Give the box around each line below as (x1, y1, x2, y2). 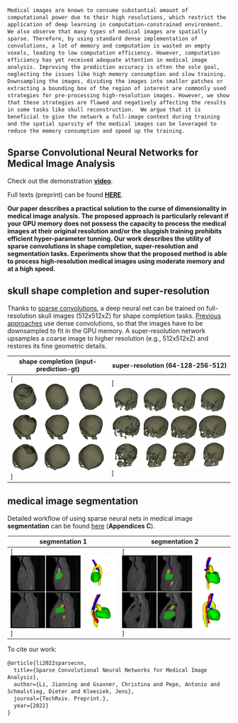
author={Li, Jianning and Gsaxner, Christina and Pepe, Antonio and (13, 680, 220, 688)
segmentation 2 (151, 537, 199, 546)
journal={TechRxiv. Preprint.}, (13, 695, 110, 702)
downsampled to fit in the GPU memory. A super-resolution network (7, 326, 205, 335)
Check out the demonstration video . (7, 177, 113, 185)
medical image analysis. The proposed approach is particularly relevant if (7, 211, 229, 220)
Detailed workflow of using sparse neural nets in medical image (7, 514, 193, 522)
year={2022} (13, 702, 50, 709)
